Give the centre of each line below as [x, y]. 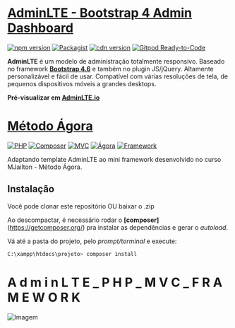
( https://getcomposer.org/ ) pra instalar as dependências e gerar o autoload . [117, 227]
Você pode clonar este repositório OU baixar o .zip [81, 206]
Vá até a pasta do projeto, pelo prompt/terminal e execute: [92, 241]
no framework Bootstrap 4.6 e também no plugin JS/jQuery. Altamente [110, 69]
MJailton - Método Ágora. [45, 167]
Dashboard [41, 28]
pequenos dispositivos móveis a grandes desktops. [82, 83]
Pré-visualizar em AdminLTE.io [54, 98]
